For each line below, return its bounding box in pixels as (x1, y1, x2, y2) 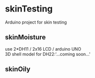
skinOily (5, 65, 31, 73)
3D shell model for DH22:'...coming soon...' (5, 51, 91, 57)
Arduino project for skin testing (5, 19, 67, 25)
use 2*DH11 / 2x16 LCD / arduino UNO (5, 46, 81, 52)
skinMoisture (5, 33, 46, 41)
